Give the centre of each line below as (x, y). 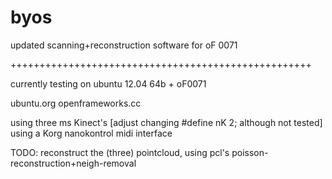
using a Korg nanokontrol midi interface (91, 133)
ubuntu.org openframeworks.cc (76, 103)
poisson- (250, 152)
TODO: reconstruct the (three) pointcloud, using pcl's (120, 152)
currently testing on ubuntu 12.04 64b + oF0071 (108, 83)
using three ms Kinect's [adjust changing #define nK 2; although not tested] (166, 122)
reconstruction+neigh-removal (73, 163)
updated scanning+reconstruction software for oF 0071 (124, 45)
